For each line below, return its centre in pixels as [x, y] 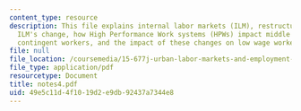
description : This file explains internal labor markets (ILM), [132, 26]
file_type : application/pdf [62, 68]
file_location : [38, 59]
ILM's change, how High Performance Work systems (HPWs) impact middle [154, 34]
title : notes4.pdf [43, 84]
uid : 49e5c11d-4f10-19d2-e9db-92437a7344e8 [92, 92]
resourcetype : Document [54, 76]
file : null [30, 51]
